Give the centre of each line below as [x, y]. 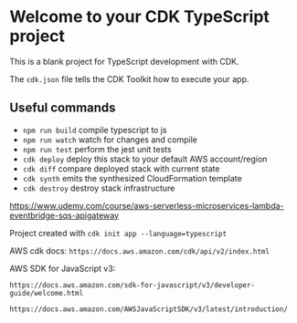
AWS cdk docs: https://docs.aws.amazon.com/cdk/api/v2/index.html [139, 250]
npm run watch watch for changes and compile [110, 140]
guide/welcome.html [47, 293]
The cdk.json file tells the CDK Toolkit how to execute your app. [129, 78]
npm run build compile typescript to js [95, 130]
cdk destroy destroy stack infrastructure [99, 188]
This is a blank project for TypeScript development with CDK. [124, 61]
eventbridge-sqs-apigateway [64, 215]
